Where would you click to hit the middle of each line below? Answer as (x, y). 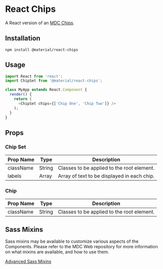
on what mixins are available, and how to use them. (57, 252)
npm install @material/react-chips (42, 50)
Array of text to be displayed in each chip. (106, 176)
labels (15, 176)
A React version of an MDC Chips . (40, 23)
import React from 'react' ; (34, 76)
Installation (23, 38)
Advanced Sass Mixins (28, 262)
